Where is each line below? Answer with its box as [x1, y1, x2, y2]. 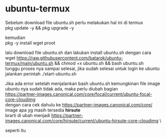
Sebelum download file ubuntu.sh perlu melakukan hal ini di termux [5, 19, 144, 25]
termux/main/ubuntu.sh [5, 60, 54, 66]
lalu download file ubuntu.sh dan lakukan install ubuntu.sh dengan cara [5, 49, 152, 55]
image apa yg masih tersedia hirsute [5, 107, 81, 113]
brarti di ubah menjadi [5, 112, 50, 118]
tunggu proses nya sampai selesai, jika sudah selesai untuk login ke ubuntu [5, 65, 160, 71]
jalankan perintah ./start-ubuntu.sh [5, 70, 77, 76]
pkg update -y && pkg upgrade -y [5, 24, 74, 30]
